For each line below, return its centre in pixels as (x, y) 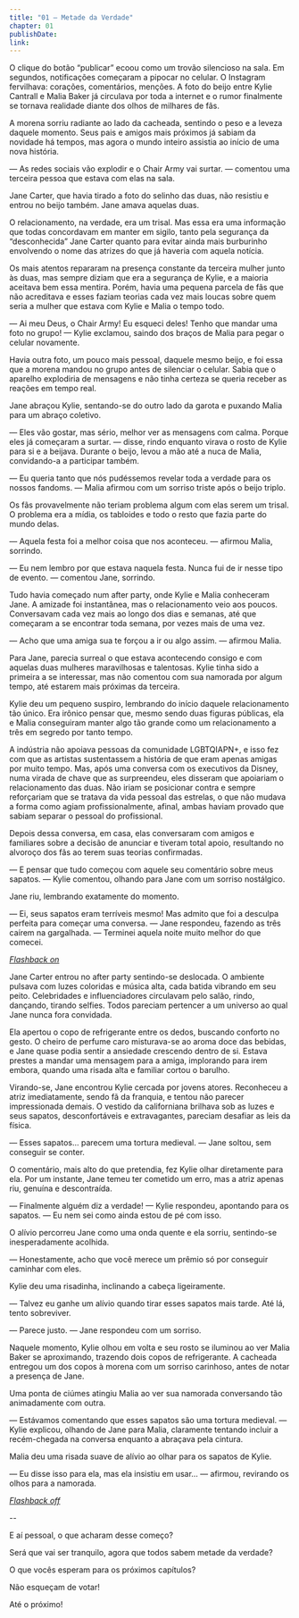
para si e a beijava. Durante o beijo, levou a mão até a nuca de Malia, (135, 451)
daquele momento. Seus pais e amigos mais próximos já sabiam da (133, 133)
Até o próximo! (36, 1605)
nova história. (34, 152)
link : (19, 42)
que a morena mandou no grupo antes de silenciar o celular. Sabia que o (143, 369)
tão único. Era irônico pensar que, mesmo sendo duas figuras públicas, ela (146, 713)
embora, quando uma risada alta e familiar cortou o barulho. (120, 1070)
